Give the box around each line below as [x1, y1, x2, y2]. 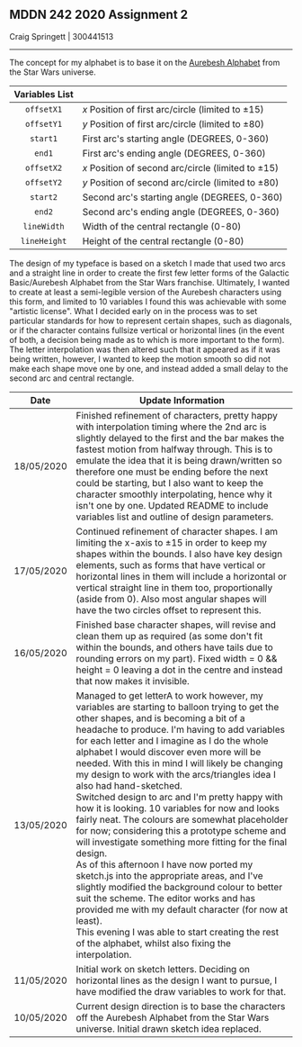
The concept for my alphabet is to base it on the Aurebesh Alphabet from [9, 57, 280, 68]
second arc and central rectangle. [9, 373, 135, 384]
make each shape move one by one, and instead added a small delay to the [9, 363, 289, 374]
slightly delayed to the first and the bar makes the [75, 431, 285, 444]
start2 [30, 192, 58, 202]
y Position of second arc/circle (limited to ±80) [82, 176, 280, 188]
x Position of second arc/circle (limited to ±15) [82, 161, 280, 174]
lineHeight [21, 236, 67, 246]
